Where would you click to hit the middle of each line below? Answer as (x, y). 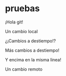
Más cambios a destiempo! (32, 50)
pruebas (22, 9)
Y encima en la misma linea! (33, 59)
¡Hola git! (14, 22)
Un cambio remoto (24, 69)
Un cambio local (22, 31)
